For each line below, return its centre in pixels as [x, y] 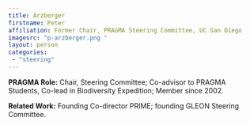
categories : [28, 52]
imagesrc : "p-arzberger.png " [58, 38]
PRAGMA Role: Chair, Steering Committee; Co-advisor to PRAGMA [117, 82]
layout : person [33, 45]
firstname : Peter [37, 23]
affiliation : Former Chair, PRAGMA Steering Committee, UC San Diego [125, 30]
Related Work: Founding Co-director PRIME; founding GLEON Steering [124, 106]
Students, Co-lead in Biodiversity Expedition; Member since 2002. [116, 90]
